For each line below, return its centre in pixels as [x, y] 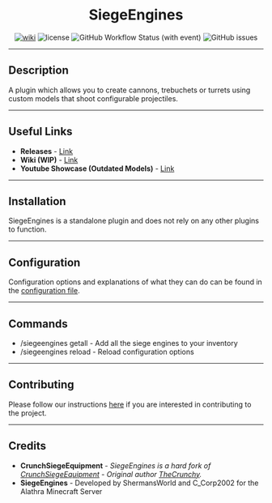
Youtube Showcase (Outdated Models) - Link [97, 168]
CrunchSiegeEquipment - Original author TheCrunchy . [111, 474]
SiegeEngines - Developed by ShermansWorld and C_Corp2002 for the [139, 483]
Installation [37, 201]
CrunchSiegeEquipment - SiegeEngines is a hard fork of [115, 465]
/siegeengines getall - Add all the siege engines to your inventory [129, 343]
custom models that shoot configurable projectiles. [93, 98]
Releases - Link [47, 151]
